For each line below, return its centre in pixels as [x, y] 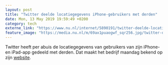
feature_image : [21, 33]
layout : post [19, 10]
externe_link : [20, 28]
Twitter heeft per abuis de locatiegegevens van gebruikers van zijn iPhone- [82, 47]
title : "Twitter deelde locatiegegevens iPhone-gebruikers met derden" [81, 14]
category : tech [21, 24]
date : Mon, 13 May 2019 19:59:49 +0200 [47, 19]
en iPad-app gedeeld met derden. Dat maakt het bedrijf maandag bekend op [84, 52]
